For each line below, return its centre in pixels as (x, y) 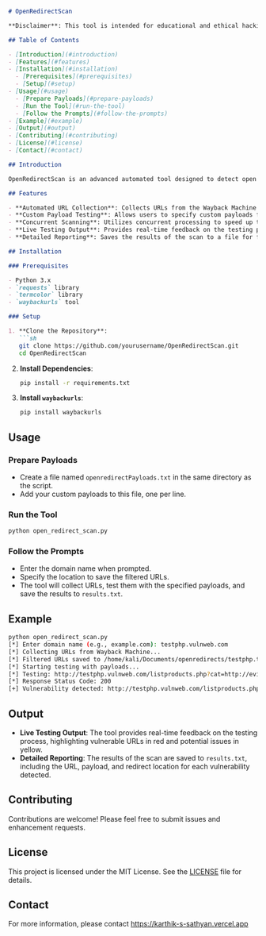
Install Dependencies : (56, 368)
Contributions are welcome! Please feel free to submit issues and (114, 819)
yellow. (31, 749)
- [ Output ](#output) (42, 128)
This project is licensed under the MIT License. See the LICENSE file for (125, 871)
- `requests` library (44, 287)
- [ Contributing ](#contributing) (63, 136)
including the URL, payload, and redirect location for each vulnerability (135, 767)
